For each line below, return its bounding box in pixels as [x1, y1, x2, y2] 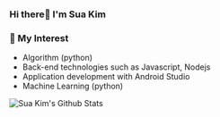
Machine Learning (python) [22, 80, 124, 92]
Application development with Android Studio [22, 71, 190, 82]
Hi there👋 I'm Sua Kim [9, 8, 106, 21]
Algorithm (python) [22, 53, 92, 63]
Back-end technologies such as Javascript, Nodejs [22, 62, 211, 72]
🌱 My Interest [9, 31, 69, 44]
